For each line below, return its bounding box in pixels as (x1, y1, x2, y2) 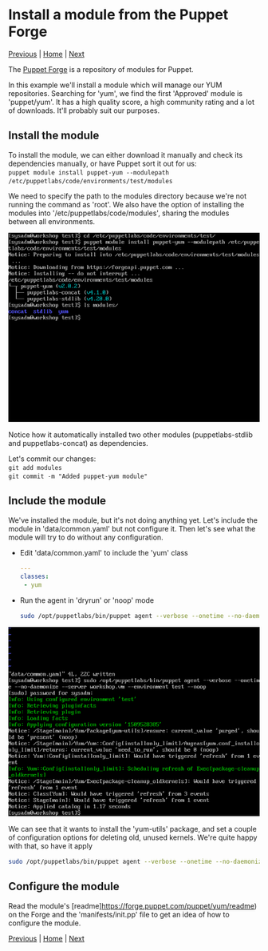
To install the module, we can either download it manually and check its (8, 150, 243, 159)
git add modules (8, 463, 62, 471)
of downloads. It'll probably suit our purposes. (8, 106, 160, 115)
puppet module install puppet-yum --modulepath (8, 168, 170, 177)
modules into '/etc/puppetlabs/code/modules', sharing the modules (8, 208, 230, 218)
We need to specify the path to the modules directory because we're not (8, 191, 247, 201)
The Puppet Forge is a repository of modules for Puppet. (8, 64, 194, 74)
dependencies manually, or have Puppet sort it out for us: (8, 158, 197, 168)
